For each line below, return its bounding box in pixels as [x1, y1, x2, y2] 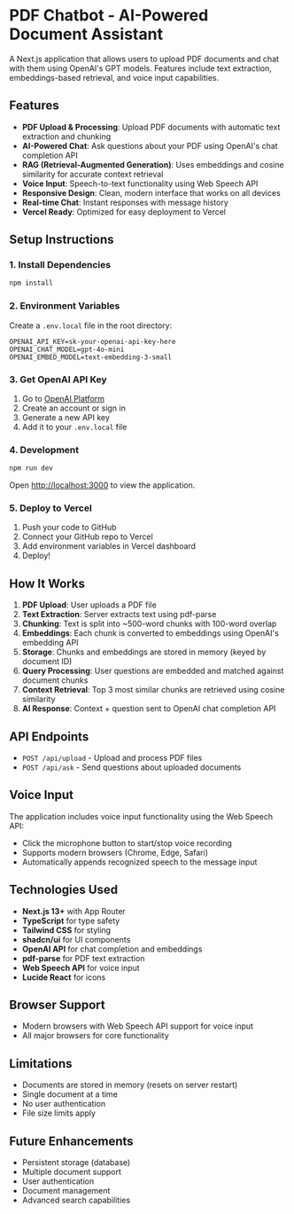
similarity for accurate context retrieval [21, 168, 164, 179]
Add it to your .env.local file [21, 421, 128, 432]
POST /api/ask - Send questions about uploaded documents [21, 762, 242, 772]
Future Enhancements [9, 1133, 135, 1148]
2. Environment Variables [9, 300, 120, 312]
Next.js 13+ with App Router [21, 905, 126, 916]
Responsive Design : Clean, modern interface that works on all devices [21, 187, 281, 198]
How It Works [9, 576, 86, 591]
